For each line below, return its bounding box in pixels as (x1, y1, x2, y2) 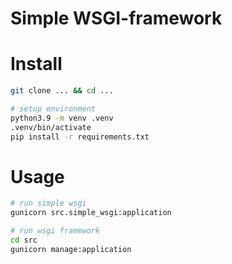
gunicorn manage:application (10, 244, 132, 254)
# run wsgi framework (10, 226, 101, 236)
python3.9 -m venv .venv (10, 113, 114, 123)
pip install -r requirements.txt (10, 132, 150, 142)
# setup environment (10, 104, 97, 114)
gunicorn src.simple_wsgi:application (10, 208, 172, 218)
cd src (10, 235, 38, 246)
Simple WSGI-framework (10, 7, 223, 30)
